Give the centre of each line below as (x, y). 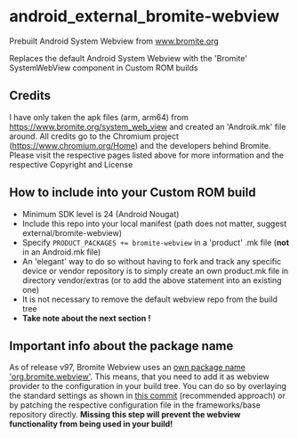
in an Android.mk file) (61, 252)
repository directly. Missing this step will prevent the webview (125, 415)
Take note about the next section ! (86, 318)
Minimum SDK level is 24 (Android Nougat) (101, 214)
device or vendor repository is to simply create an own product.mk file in (155, 271)
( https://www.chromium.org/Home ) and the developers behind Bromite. (140, 145)
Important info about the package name (121, 346)
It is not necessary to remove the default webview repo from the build (149, 299)
